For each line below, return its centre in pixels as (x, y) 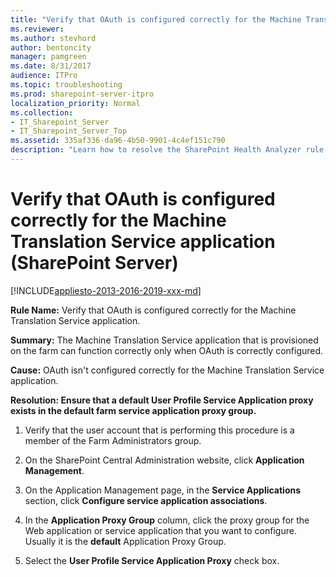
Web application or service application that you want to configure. (160, 530)
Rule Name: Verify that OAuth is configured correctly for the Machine (153, 310)
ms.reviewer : (37, 29)
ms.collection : (42, 112)
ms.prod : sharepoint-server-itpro (82, 94)
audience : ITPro (44, 76)
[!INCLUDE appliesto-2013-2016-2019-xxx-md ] (106, 290)
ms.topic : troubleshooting (66, 85)
